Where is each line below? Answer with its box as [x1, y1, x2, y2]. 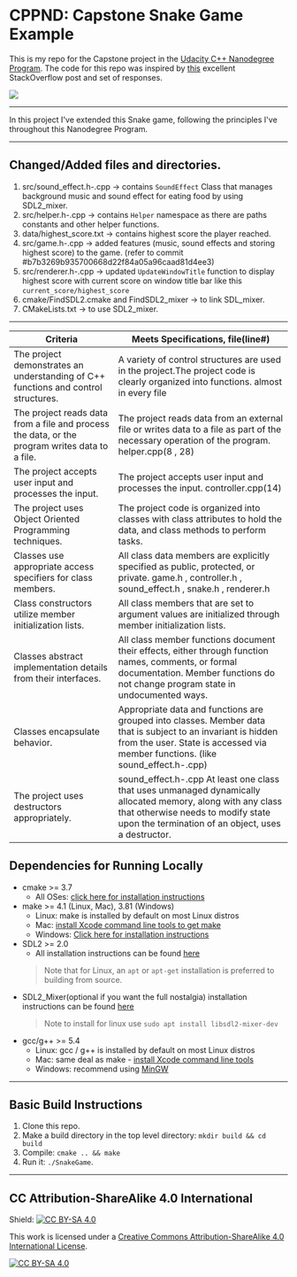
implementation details [13, 661, 109, 673]
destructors [13, 801, 62, 813]
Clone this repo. [21, 1121, 80, 1132]
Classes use [13, 549, 65, 561]
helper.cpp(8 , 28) [118, 445, 194, 457]
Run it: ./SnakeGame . [21, 1157, 95, 1167]
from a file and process [13, 417, 110, 430]
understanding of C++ [13, 369, 106, 382]
